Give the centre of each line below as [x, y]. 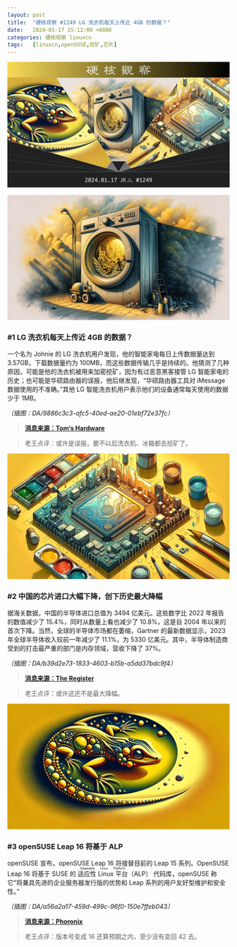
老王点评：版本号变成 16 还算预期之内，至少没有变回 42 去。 [113, 936]
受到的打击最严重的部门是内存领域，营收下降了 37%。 [86, 649]
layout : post [26, 15]
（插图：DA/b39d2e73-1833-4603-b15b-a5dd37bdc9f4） [92, 663]
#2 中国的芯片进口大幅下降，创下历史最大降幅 [85, 596]
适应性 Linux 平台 [103, 874]
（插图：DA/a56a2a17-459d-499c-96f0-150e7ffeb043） [91, 907]
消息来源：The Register [59, 678]
